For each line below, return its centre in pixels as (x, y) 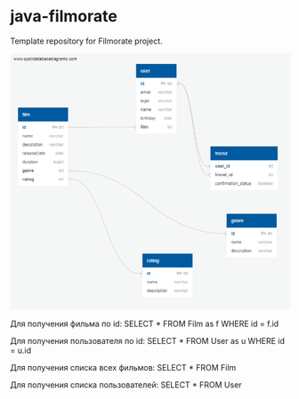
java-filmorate (64, 16)
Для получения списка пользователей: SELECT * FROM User (126, 385)
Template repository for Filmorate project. (86, 41)
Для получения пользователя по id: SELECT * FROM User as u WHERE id (148, 341)
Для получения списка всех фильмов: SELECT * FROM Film (123, 368)
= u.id (21, 351)
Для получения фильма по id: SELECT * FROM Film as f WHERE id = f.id (145, 324)
